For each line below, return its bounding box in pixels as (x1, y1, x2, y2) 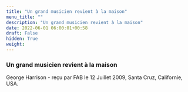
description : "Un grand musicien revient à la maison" (6, 19, 143, 25)
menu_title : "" (6, 14, 43, 20)
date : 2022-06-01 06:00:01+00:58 (6, 25, 88, 31)
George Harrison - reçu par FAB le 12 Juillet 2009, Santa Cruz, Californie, (6, 74, 183, 81)
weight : (6, 42, 25, 47)
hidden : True (6, 36, 38, 42)
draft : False (6, 30, 38, 36)
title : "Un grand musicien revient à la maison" (6, 8, 127, 15)
